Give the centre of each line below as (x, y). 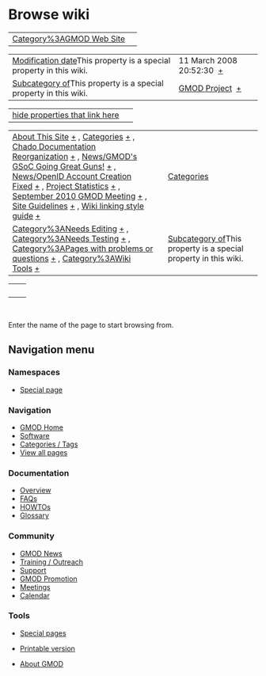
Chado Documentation (54, 146)
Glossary (34, 515)
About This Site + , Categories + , (74, 136)
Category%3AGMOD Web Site (68, 39)
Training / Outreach (51, 562)
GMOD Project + (210, 88)
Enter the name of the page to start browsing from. (91, 325)
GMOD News (41, 553)
